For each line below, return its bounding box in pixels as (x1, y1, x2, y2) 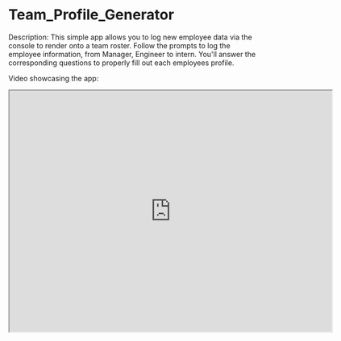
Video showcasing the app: (8, 73, 99, 83)
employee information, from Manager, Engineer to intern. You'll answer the (8, 49, 256, 59)
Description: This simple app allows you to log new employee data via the (8, 32, 252, 42)
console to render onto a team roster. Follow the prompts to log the (8, 40, 231, 50)
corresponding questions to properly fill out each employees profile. (8, 58, 235, 68)
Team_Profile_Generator (8, 6, 175, 24)
